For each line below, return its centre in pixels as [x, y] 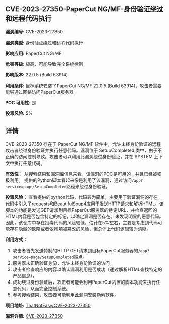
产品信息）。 [25, 275]
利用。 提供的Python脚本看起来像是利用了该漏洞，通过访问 [71, 180]
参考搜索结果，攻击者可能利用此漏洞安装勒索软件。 [66, 295]
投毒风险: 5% [19, 113]
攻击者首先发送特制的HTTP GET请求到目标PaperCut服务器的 [75, 250]
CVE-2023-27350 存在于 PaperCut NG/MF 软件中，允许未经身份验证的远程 [83, 144]
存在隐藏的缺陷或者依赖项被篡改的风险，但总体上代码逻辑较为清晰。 [80, 229]
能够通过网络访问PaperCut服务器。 [42, 92]
